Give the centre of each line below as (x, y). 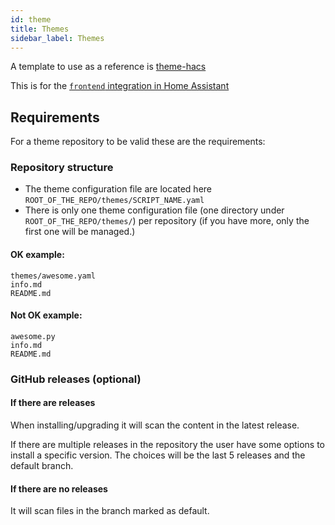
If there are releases (53, 403)
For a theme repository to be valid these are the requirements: (138, 142)
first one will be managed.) (80, 232)
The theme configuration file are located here (118, 189)
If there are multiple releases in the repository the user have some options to (168, 445)
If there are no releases (59, 488)
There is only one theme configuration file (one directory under (154, 210)
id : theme (31, 19)
